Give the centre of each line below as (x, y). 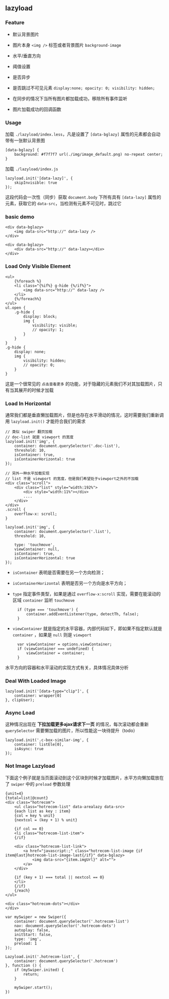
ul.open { (16, 308)
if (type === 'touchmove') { (48, 610)
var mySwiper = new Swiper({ (36, 917)
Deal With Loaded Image (36, 681)
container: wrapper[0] (38, 696)
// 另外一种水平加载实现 (27, 473)
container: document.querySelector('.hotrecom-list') (72, 921)
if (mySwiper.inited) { (39, 970)
